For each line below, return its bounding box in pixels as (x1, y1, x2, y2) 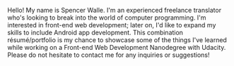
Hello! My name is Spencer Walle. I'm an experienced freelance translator (7, 6, 221, 14)
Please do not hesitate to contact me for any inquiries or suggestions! (7, 51, 210, 59)
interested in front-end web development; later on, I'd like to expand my (7, 21, 216, 29)
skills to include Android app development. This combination (7, 28, 184, 37)
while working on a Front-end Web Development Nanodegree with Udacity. (7, 44, 226, 51)
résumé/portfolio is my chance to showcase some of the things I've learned (7, 36, 228, 44)
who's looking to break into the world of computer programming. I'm (7, 13, 206, 22)
